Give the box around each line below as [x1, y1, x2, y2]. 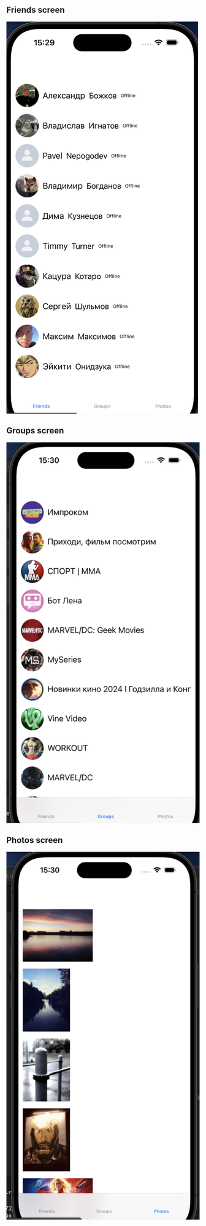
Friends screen [6, 5, 66, 15]
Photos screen [6, 835, 63, 845]
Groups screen [6, 425, 64, 436]
